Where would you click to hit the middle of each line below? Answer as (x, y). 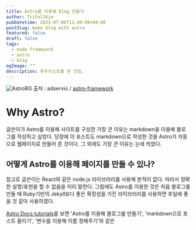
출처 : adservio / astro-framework (73, 89)
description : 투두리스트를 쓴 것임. (45, 71)
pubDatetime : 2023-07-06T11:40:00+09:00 (56, 22)
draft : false (22, 39)
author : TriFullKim (30, 17)
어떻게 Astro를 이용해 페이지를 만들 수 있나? (80, 164)
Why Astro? (35, 112)
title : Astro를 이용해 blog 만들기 (45, 11)
